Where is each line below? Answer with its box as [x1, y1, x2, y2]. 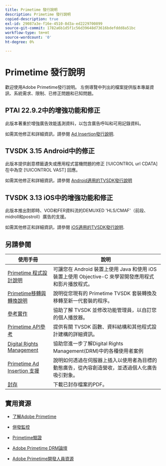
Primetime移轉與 [7, 290, 46, 296]
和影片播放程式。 [53, 281, 93, 288]
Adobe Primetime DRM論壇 [12, 445, 68, 451]
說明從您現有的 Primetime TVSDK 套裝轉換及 [53, 290, 157, 296]
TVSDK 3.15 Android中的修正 [5, 147, 95, 155]
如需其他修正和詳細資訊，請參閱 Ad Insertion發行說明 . [5, 131, 115, 137]
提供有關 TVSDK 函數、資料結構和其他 [53, 323, 142, 330]
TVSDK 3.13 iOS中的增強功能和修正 [5, 193, 114, 202]
